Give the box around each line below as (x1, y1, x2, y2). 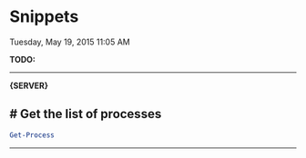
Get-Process (9, 130, 55, 140)
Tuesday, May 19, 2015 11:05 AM (9, 36, 130, 47)
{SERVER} (9, 80, 48, 91)
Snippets (9, 6, 79, 27)
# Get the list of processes (9, 106, 162, 122)
